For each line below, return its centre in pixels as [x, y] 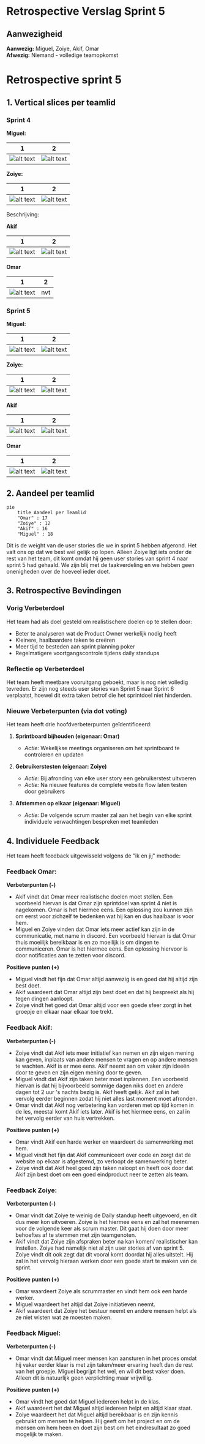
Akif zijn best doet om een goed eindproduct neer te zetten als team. [102, 1174]
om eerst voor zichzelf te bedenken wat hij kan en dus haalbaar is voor [104, 916]
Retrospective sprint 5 [64, 80]
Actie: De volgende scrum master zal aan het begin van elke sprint [108, 815]
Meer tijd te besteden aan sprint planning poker [75, 646]
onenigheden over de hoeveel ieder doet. [58, 571]
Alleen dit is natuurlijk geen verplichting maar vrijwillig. [84, 1378]
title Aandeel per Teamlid [52, 512]
